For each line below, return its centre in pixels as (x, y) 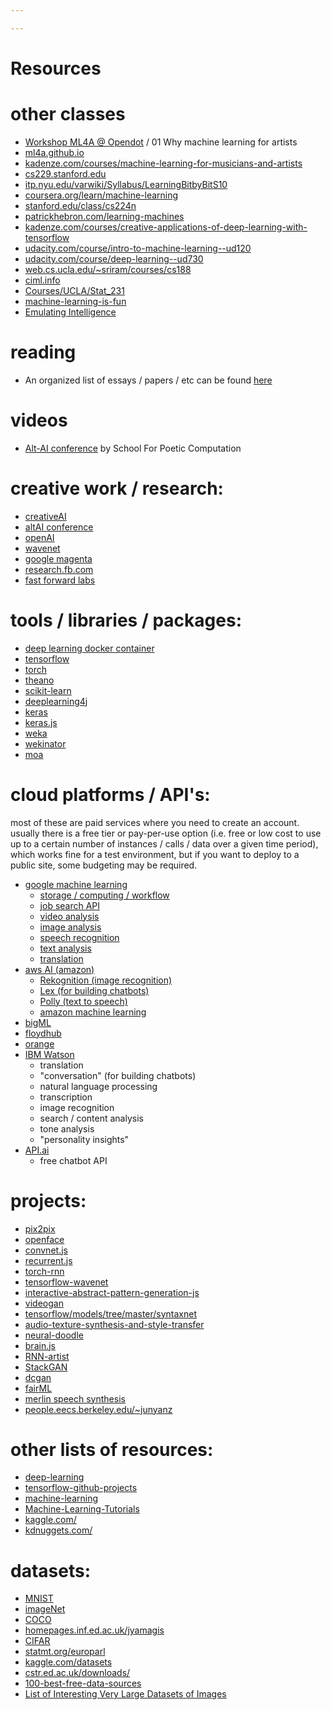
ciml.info (42, 280)
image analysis (70, 927)
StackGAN (46, 1367)
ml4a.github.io (54, 152)
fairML (38, 1388)
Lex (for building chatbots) (94, 990)
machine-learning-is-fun (75, 301)
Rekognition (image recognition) (106, 980)
